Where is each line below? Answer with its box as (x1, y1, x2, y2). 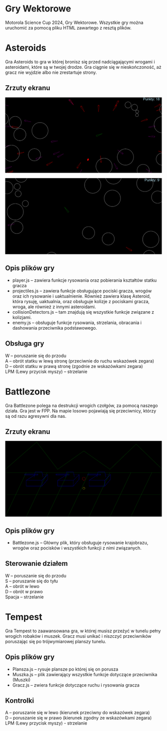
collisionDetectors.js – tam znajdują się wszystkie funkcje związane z (12, 309, 155, 315)
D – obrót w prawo (5, 588, 43, 594)
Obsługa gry (5, 340, 45, 348)
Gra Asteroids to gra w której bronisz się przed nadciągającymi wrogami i (5, 58, 155, 65)
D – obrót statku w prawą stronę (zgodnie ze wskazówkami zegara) (5, 363, 143, 369)
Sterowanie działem (5, 559, 68, 568)
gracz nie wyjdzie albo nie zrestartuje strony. (5, 69, 97, 75)
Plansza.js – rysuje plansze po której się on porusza (12, 666, 118, 672)
